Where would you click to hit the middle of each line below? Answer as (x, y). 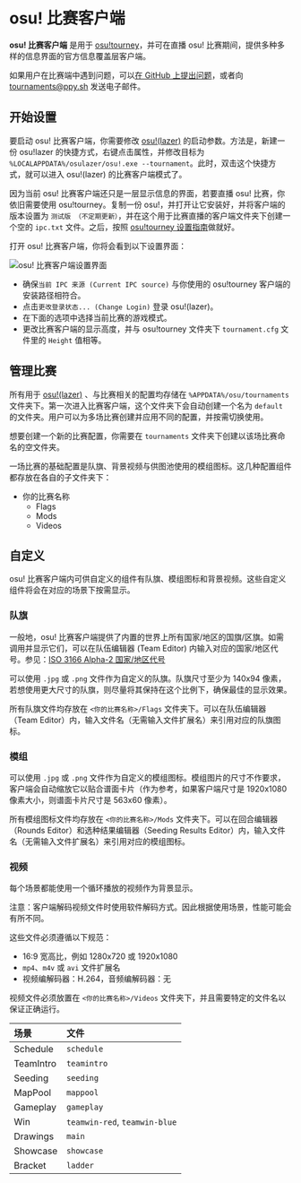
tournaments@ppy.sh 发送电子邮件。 (77, 86)
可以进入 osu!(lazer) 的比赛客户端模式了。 (110, 174)
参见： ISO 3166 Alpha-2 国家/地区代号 (95, 659)
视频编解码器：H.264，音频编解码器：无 (97, 979)
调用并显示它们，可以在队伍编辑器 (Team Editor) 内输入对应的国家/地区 (140, 648)
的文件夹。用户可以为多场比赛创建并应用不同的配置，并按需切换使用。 (139, 417)
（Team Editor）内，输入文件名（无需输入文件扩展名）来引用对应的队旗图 (145, 720)
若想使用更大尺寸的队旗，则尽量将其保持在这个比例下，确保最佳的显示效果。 (150, 689)
